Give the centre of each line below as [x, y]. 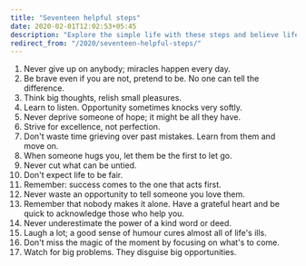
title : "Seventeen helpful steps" [76, 18]
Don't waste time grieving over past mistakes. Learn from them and [149, 136]
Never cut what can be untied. [80, 165]
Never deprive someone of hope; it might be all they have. [132, 117]
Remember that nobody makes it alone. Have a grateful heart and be [152, 204]
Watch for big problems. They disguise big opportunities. [130, 252]
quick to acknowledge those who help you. [104, 213]
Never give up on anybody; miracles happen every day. [127, 69]
